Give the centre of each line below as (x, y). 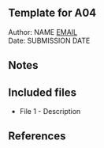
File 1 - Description (50, 112)
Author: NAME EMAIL (43, 32)
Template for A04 (52, 13)
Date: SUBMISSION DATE (49, 40)
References (37, 137)
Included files (43, 92)
